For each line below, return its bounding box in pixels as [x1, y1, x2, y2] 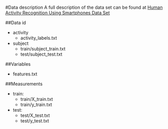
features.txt [12, 71, 37, 77]
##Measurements [5, 81, 43, 87]
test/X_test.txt [20, 112, 50, 118]
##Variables [5, 61, 31, 67]
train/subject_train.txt [20, 46, 66, 51]
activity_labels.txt [20, 35, 57, 41]
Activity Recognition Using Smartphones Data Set [5, 10, 110, 16]
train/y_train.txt [20, 101, 52, 108]
